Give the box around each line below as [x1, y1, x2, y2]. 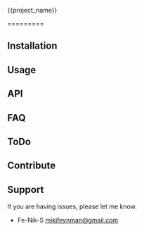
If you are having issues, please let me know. [7, 202, 137, 211]
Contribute [7, 160, 56, 172]
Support [7, 183, 44, 196]
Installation [7, 40, 58, 52]
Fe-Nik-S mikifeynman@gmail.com [17, 216, 119, 225]
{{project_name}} [7, 6, 58, 14]
